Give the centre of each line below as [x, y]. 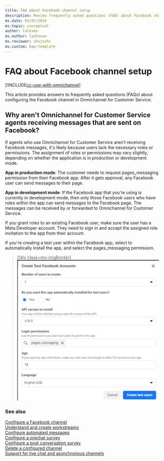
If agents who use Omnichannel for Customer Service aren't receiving [75, 142]
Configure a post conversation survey [43, 443]
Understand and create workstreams [42, 427]
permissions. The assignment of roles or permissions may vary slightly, [77, 152]
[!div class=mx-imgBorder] [44, 257]
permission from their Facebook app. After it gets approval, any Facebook [79, 178]
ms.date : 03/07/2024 [26, 21]
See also [15, 412]
